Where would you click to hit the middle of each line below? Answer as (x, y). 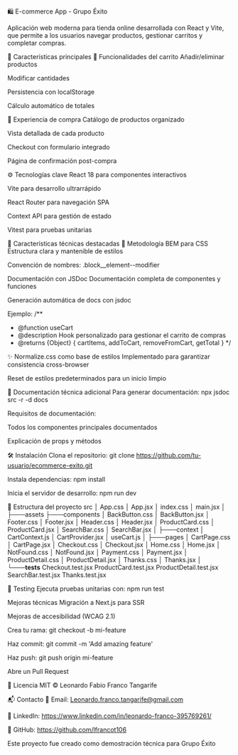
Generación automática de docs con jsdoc (69, 300)
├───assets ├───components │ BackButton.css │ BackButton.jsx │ (108, 514)
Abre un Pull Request (38, 671)
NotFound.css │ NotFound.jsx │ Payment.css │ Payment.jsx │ (98, 552)
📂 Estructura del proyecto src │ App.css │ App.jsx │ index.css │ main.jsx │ (117, 507)
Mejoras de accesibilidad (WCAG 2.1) (61, 616)
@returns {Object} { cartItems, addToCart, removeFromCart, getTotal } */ (124, 343)
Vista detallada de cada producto (56, 133)
